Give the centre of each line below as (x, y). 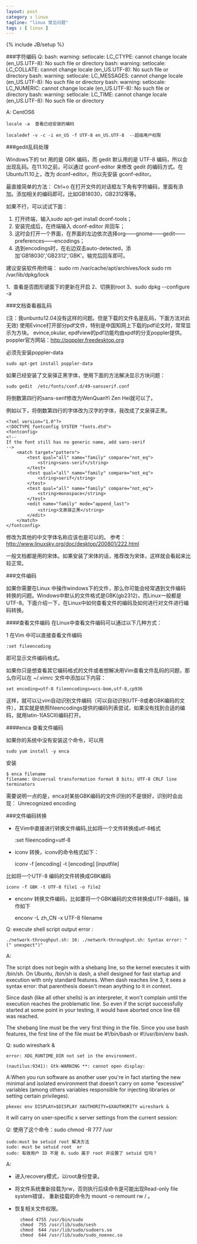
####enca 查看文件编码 (35, 728)
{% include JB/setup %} (35, 45)
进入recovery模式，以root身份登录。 (58, 1176)
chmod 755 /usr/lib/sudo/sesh (58, 1225)
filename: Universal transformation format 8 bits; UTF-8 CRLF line (91, 779)
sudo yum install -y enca (38, 752)
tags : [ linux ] (27, 28)
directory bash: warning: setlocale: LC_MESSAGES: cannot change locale (95, 76)
